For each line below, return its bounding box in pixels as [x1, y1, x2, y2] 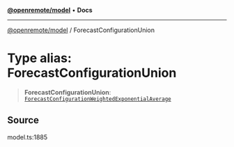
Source [7, 114, 40, 126]
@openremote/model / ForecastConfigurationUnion [7, 26, 155, 34]
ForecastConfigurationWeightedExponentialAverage [24, 95, 172, 102]
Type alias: [7, 50, 72, 66]
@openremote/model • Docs [7, 6, 93, 14]
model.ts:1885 [7, 132, 48, 141]
